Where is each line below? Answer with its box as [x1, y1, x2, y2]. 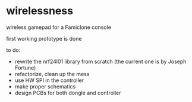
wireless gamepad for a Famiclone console [6, 24, 112, 31]
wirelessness [6, 4, 73, 18]
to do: [6, 46, 21, 54]
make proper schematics [14, 83, 76, 90]
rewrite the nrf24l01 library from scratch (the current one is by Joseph [14, 58, 187, 65]
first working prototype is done [6, 35, 82, 42]
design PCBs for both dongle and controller [14, 89, 121, 96]
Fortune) [14, 64, 36, 71]
